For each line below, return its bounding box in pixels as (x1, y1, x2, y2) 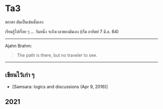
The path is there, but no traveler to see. (16, 52, 98, 58)
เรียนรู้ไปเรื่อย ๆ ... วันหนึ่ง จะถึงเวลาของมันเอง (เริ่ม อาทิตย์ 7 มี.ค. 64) (5, 29, 119, 34)
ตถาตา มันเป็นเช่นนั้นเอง (5, 19, 44, 25)
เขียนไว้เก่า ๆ (5, 71, 35, 79)
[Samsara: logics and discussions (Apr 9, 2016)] (12, 83, 108, 90)
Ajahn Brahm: (5, 43, 33, 48)
